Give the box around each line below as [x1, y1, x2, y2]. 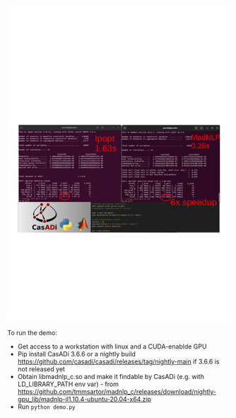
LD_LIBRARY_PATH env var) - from [17, 380, 119, 388]
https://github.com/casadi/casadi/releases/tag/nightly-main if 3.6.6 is [17, 357, 220, 366]
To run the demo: [7, 328, 58, 337]
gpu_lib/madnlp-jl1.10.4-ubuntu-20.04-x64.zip [17, 395, 152, 403]
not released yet [17, 364, 66, 373]
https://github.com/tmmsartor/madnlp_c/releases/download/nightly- [17, 387, 217, 395]
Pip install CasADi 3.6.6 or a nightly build [17, 349, 136, 358]
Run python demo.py [17, 402, 76, 411]
